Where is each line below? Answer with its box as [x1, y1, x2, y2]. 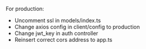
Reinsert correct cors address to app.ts [14, 36, 113, 43]
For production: [5, 5, 44, 12]
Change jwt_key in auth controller [14, 30, 98, 37]
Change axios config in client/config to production [14, 24, 140, 30]
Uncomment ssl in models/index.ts [14, 17, 101, 24]
